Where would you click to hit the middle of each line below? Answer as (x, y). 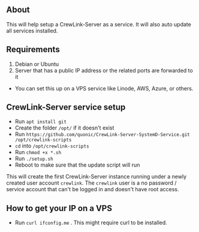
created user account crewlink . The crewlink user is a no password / (91, 183)
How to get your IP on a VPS (59, 208)
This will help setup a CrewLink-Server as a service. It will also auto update (99, 24)
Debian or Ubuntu (37, 64)
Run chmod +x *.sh (38, 152)
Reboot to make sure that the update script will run (77, 165)
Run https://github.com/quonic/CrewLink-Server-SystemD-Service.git (102, 134)
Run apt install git (41, 122)
